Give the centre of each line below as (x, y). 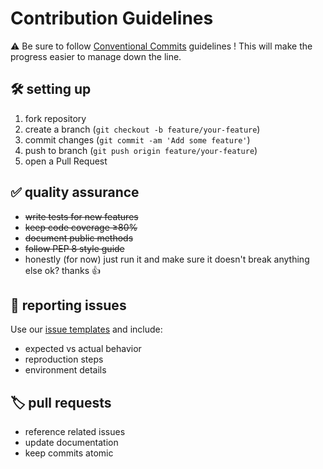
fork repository (55, 118)
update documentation (71, 443)
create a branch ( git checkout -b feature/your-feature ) (142, 129)
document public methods (79, 238)
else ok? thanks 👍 (63, 270)
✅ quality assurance (75, 192)
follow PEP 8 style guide (74, 248)
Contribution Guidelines (112, 18)
